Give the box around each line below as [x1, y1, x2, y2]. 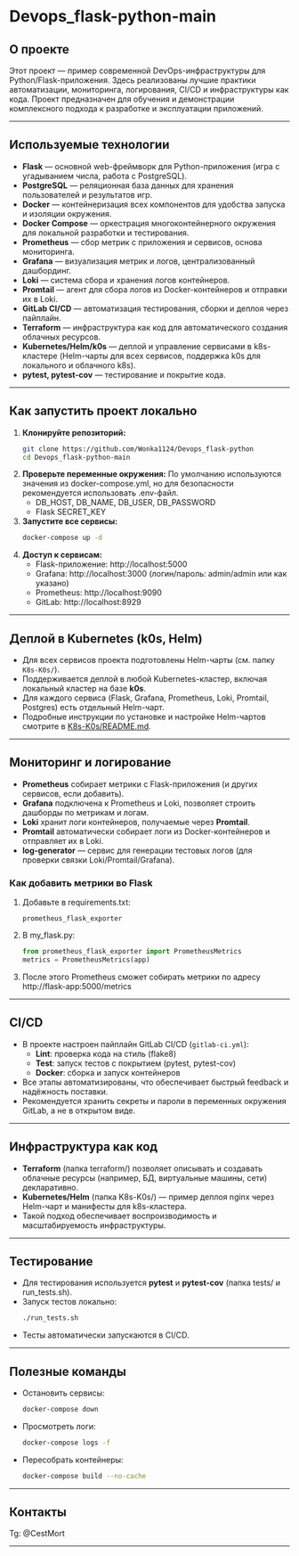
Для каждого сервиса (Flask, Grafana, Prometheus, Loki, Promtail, [21, 692, 270, 703]
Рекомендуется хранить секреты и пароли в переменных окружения [21, 1095, 287, 1106]
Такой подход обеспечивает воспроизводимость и [21, 1210, 217, 1221]
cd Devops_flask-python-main [21, 453, 131, 462]
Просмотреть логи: [21, 1421, 96, 1431]
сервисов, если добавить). [21, 788, 125, 798]
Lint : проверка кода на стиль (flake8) [35, 1048, 177, 1059]
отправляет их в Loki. [21, 835, 104, 846]
